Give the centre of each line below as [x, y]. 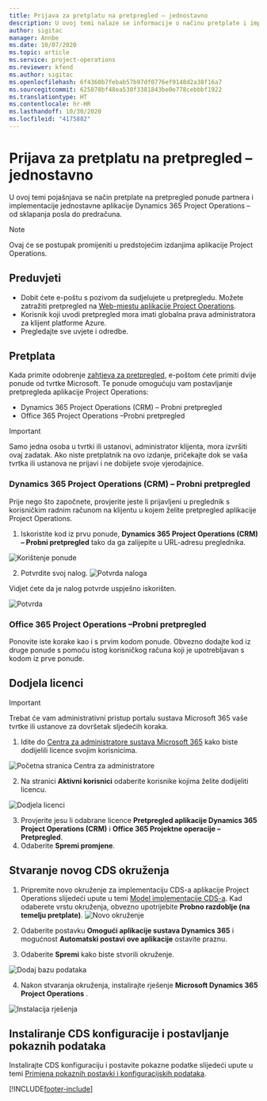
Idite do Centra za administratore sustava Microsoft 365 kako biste [129, 742]
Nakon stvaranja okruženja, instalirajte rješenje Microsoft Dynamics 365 [139, 985]
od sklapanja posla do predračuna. [65, 214]
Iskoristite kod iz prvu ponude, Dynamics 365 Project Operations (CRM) [139, 534]
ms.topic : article [39, 52]
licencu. [33, 789]
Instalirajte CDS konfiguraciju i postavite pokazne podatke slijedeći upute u [131, 1065]
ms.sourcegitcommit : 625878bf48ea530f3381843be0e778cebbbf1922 [116, 89]
